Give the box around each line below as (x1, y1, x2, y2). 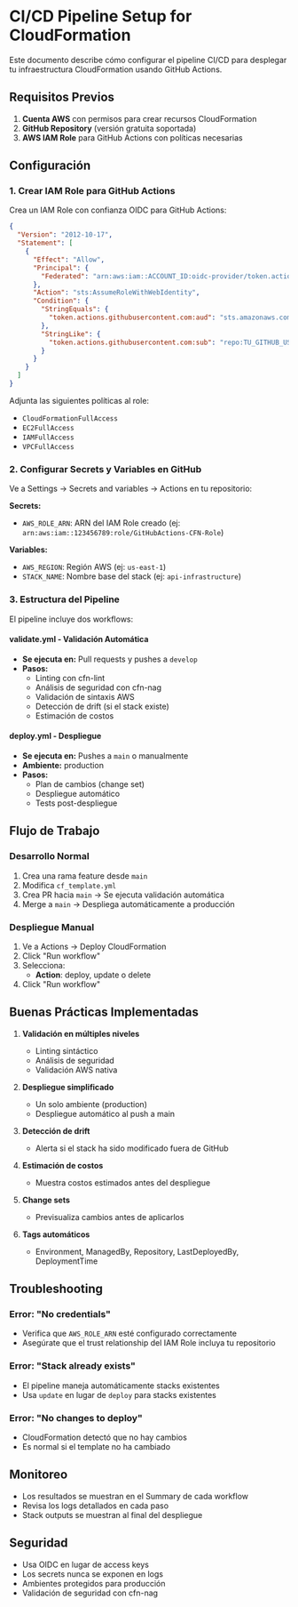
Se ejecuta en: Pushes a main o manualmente (21, 750, 189, 761)
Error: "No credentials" (9, 1308, 111, 1321)
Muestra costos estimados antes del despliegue (35, 1177, 211, 1188)
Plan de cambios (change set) (35, 778, 145, 789)
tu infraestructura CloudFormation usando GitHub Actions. (9, 64, 223, 75)
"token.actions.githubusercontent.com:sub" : (48, 338, 216, 347)
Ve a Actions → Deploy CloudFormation (21, 941, 167, 952)
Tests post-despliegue (35, 798, 118, 808)
